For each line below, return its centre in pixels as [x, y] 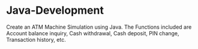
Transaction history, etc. [36, 39]
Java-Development [55, 10]
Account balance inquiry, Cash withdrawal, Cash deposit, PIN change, [93, 33]
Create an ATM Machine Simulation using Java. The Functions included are [99, 27]
